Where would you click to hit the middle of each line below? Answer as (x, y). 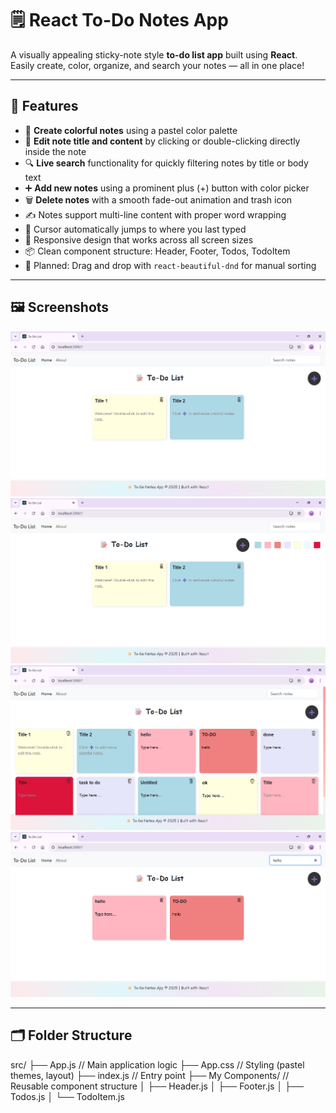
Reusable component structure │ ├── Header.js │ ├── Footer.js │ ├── (157, 1086)
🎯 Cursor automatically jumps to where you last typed (135, 229)
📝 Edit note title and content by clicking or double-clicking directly (162, 141)
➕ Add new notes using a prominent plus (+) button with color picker (167, 188)
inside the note (55, 151)
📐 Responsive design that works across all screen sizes (139, 239)
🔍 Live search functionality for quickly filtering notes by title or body (166, 163)
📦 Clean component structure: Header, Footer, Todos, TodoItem (157, 251)
